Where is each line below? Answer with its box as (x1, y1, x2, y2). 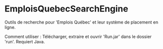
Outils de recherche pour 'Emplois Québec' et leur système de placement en (4, 19, 159, 25)
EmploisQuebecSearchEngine (4, 3, 128, 14)
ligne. (4, 24, 16, 30)
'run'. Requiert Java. (4, 38, 45, 44)
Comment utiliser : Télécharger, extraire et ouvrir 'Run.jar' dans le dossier (4, 34, 152, 39)
